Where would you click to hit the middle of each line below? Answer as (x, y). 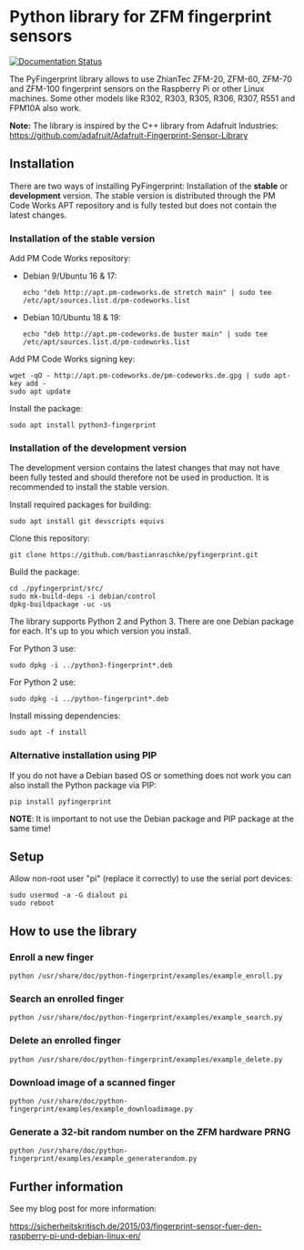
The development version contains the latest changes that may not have (145, 468)
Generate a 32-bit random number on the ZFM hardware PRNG (150, 1132)
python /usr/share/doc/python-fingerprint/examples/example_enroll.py (146, 976)
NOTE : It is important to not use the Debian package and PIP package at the (152, 818)
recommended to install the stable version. (90, 487)
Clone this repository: (50, 538)
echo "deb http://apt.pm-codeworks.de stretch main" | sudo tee (147, 293)
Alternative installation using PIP (83, 756)
